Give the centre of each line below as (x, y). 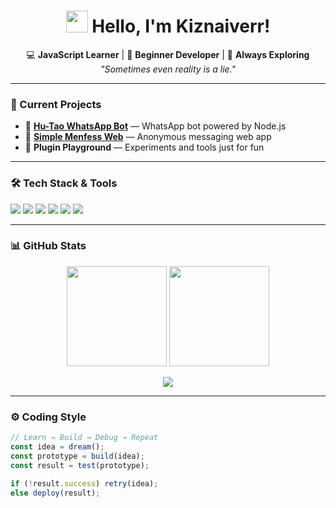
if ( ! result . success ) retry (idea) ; (84, 483)
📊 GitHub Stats (48, 246)
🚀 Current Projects (56, 104)
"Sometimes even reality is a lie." (168, 69)
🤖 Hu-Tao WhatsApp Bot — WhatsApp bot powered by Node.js (155, 126)
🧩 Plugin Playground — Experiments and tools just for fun (144, 147)
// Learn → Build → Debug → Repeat (84, 438)
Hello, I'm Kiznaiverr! (181, 26)
